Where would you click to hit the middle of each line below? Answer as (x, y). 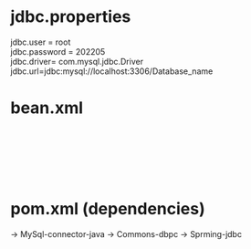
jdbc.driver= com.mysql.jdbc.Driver (77, 61)
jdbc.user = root (41, 42)
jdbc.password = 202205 (58, 51)
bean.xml (47, 108)
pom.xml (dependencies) (108, 209)
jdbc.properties (71, 17)
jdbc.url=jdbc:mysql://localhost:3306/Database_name (112, 71)
